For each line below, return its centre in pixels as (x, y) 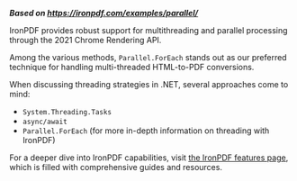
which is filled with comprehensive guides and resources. (116, 167)
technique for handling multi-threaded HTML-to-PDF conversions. (132, 67)
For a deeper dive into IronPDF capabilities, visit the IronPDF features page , (149, 158)
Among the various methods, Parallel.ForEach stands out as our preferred (148, 57)
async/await (45, 122)
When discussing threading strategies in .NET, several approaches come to (149, 84)
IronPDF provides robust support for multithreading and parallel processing (148, 30)
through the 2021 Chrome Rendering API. (85, 40)
